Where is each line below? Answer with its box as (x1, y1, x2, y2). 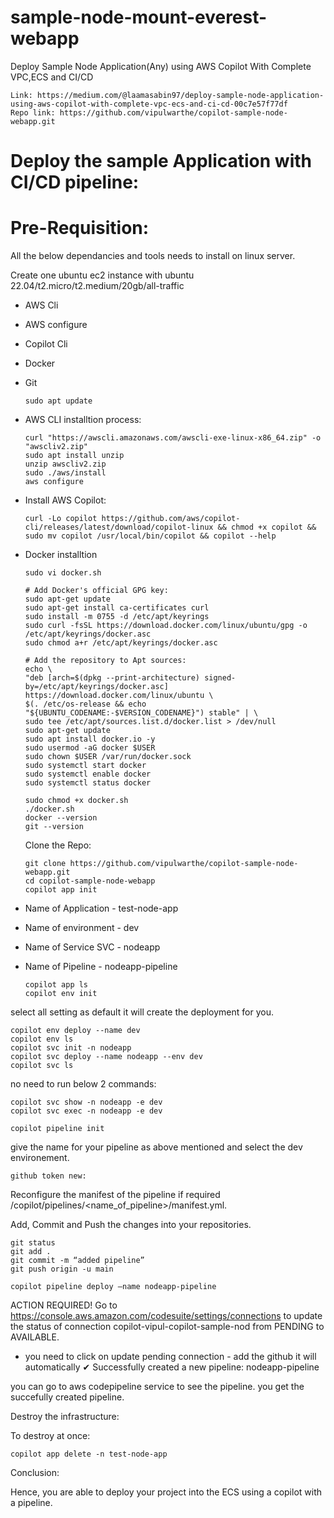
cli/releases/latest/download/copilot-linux (24, 522, 214, 533)
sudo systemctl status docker (24, 778, 152, 788)
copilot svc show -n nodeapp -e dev (10, 1097, 163, 1108)
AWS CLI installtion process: (24, 414, 142, 426)
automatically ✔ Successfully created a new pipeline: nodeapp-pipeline (24, 1361, 320, 1373)
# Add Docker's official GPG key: (24, 586, 169, 596)
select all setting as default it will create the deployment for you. (10, 1006, 274, 1018)
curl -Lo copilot (24, 514, 98, 524)
